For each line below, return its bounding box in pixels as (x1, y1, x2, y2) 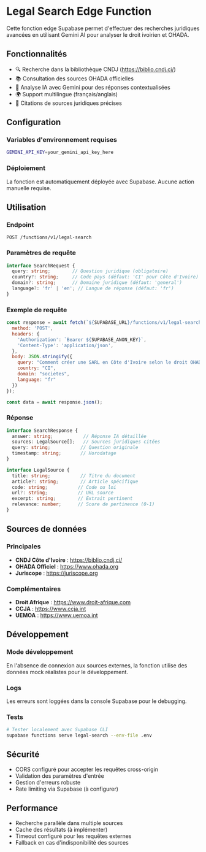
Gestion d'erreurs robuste (15, 778, 81, 786)
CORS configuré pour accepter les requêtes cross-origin (15, 766, 158, 773)
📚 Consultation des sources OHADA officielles (15, 75, 134, 82)
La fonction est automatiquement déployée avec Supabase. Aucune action (6, 178, 195, 185)
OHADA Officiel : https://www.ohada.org (15, 562, 119, 570)
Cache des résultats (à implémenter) (15, 826, 108, 833)
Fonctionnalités (6, 49, 67, 59)
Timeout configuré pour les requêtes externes (15, 832, 132, 840)
